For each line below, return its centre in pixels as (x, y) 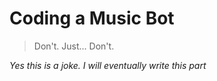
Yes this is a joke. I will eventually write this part (108, 65)
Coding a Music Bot (92, 18)
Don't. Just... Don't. (74, 46)
